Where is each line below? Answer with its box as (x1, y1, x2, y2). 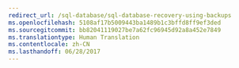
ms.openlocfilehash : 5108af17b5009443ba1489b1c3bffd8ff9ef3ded (8, 19, 222, 27)
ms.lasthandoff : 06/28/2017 (8, 48, 101, 55)
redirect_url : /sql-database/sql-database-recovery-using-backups (8, 11, 232, 20)
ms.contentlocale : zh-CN (8, 41, 90, 48)
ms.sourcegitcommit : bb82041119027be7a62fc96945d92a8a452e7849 (8, 26, 222, 34)
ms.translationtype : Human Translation (8, 33, 140, 41)
